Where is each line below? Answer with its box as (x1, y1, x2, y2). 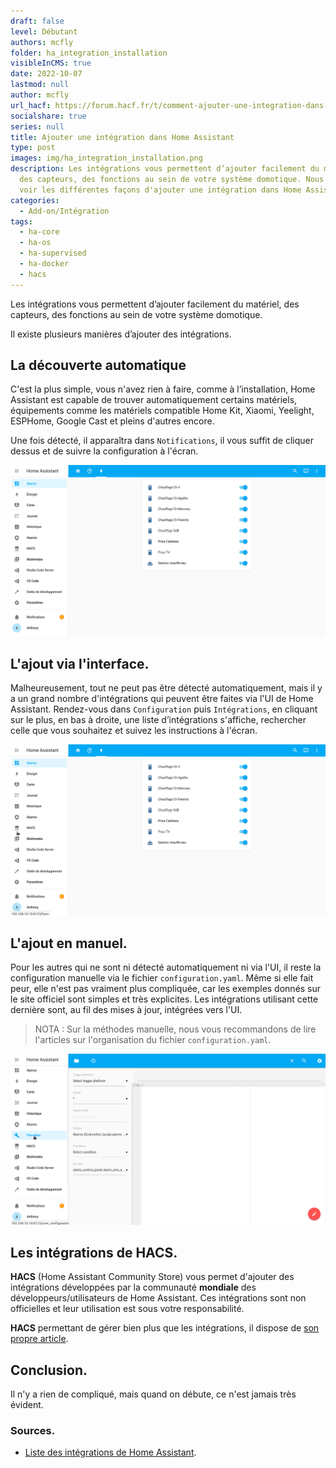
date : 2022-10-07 (10, 69, 83, 79)
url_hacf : (10, 100, 52, 110)
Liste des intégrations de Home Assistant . (24, 1446, 197, 1459)
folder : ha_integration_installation (10, 48, 168, 58)
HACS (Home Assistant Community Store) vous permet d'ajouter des (10, 1271, 295, 1283)
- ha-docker (19, 259, 70, 269)
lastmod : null (10, 80, 70, 90)
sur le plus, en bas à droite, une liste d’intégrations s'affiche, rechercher (10, 714, 307, 726)
